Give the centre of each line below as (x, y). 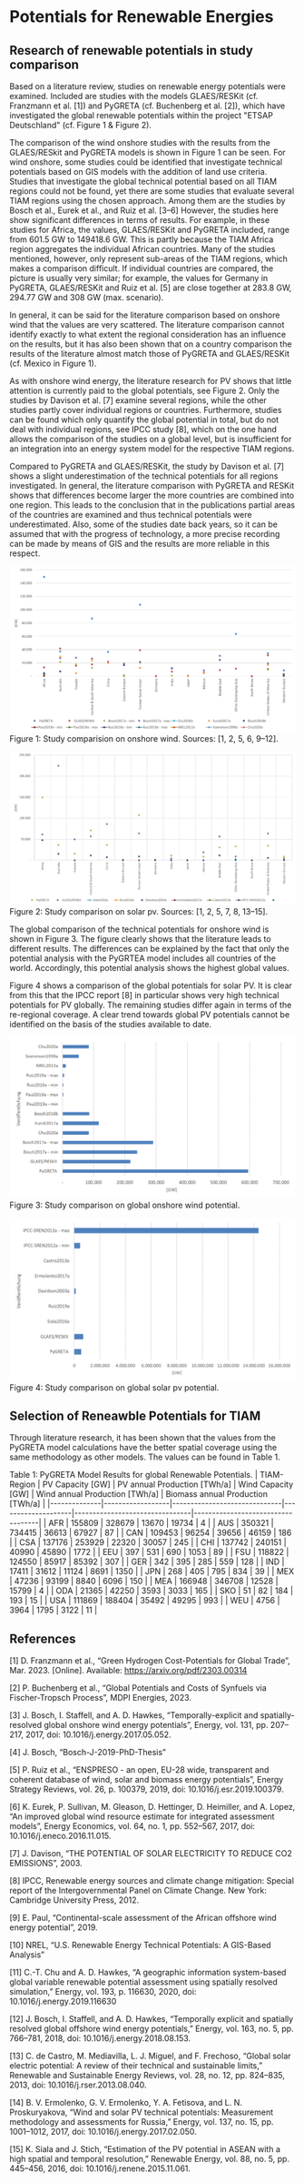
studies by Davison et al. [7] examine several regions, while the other (138, 400)
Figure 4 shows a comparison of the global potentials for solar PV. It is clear (151, 985)
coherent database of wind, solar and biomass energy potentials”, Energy (147, 1780)
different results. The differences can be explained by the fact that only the (149, 949)
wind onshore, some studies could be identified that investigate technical (146, 162)
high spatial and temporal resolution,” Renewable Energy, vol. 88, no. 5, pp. (150, 2159)
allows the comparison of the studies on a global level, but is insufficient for (151, 439)
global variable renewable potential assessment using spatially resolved (144, 1982)
